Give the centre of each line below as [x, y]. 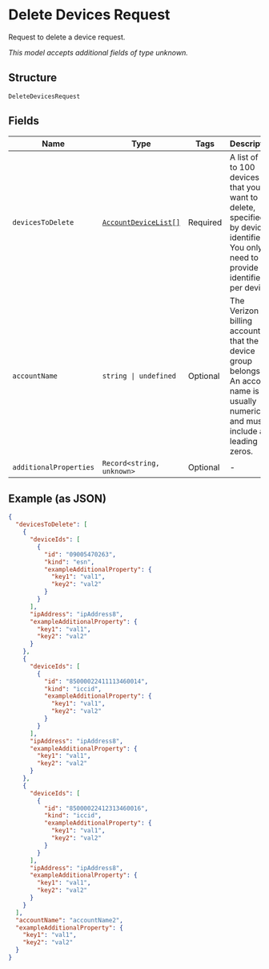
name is [244, 391]
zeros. [241, 451]
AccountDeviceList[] [141, 222]
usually [243, 401]
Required [205, 222]
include [243, 431]
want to [244, 197]
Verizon [244, 311]
